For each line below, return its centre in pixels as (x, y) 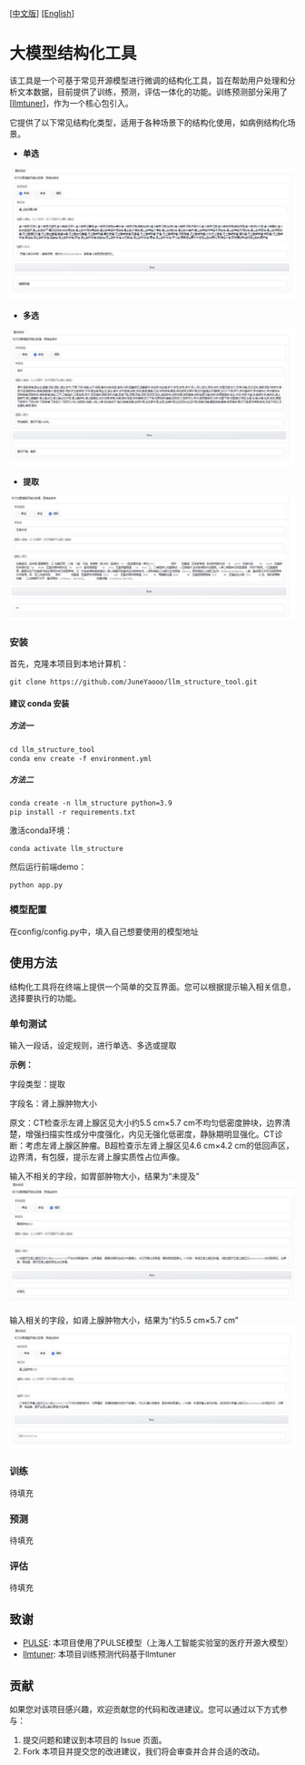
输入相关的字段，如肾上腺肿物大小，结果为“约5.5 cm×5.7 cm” (124, 1320)
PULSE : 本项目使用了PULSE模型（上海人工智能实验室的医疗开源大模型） (157, 1643)
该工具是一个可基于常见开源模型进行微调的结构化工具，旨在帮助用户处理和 (148, 80)
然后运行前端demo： (48, 867)
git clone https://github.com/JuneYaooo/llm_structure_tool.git (133, 682)
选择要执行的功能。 (45, 998)
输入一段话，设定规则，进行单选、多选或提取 (93, 1045)
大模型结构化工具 (74, 54)
